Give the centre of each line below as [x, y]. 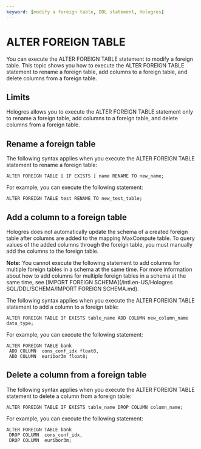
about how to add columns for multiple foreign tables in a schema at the [96, 276]
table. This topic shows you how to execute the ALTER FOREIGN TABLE [95, 65]
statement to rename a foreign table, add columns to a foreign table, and [97, 72]
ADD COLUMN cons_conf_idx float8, [54, 351]
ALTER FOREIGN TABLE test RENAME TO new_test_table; [74, 199]
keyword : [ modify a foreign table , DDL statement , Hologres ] [85, 12]
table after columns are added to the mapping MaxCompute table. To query [101, 238]
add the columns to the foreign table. [53, 251]
